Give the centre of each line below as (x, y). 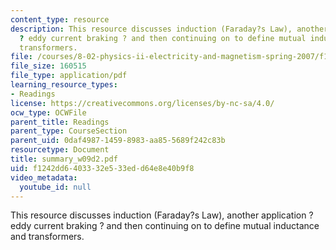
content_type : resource (60, 19)
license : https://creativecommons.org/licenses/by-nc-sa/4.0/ (142, 103)
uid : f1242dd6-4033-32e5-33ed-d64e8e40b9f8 (102, 168)
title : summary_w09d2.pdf (64, 159)
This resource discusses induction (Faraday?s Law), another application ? (162, 215)
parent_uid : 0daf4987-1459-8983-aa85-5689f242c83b (118, 141)
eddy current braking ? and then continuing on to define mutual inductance (165, 226)
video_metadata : (44, 177)
